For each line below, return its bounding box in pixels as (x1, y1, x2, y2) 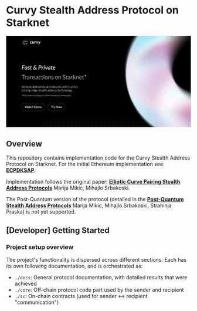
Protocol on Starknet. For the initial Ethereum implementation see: (6, 161, 165, 168)
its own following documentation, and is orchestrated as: (6, 262, 143, 269)
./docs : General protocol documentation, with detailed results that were (14, 273, 188, 280)
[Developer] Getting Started (6, 225, 110, 235)
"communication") (14, 299, 59, 306)
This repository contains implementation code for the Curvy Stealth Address (6, 154, 191, 161)
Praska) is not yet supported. (6, 208, 76, 215)
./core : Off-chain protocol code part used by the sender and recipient (14, 286, 184, 293)
